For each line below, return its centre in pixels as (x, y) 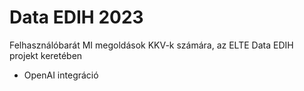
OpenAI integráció (61, 75)
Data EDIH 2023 (76, 17)
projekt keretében (46, 55)
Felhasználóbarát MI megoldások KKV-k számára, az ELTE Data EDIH (151, 45)
